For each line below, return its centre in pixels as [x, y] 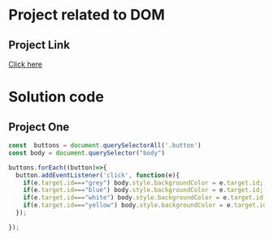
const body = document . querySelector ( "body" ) [87, 153]
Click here [26, 64]
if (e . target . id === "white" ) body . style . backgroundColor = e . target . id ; [145, 198]
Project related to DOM [87, 15]
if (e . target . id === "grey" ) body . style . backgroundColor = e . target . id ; [143, 183]
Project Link [39, 45]
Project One [39, 127]
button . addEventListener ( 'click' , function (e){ [98, 175]
